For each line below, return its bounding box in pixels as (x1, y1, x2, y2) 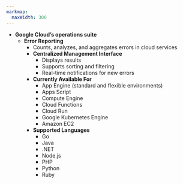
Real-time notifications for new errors (41, 69, 135, 76)
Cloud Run (41, 107, 68, 114)
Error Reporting (23, 37, 64, 44)
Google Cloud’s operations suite (14, 31, 97, 38)
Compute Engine (41, 94, 83, 102)
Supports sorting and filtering (41, 62, 115, 70)
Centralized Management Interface (32, 50, 122, 57)
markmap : (6, 8, 28, 15)
